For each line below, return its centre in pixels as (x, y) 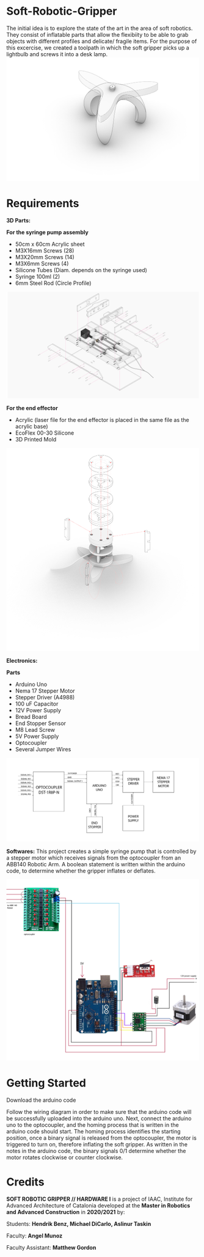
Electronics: (22, 660)
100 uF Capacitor (37, 704)
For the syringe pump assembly (47, 232)
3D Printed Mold (36, 439)
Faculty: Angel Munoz (35, 1236)
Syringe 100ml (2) (38, 277)
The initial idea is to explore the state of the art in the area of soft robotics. (100, 28)
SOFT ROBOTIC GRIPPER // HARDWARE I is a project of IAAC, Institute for (100, 1199)
